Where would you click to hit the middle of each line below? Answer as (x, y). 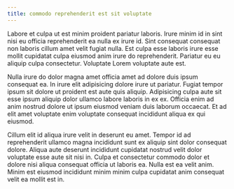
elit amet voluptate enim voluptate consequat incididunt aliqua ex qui (106, 114)
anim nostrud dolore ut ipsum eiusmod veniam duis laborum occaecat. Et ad (117, 106)
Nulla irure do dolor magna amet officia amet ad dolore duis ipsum (103, 77)
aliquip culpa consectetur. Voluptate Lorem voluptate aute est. (97, 63)
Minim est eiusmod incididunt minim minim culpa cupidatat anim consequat (116, 172)
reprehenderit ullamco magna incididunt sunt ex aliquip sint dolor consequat (117, 142)
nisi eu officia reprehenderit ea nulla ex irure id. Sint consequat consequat (114, 41)
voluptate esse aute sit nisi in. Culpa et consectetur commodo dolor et (109, 157)
